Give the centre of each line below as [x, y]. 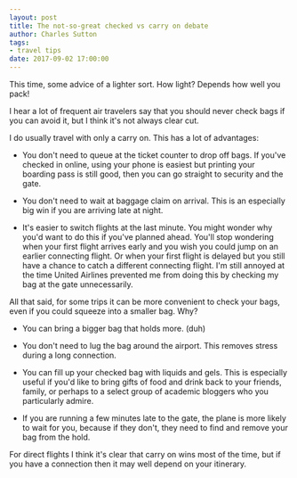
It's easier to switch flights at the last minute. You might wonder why [147, 227]
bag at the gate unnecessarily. [77, 284]
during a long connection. [69, 355]
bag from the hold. [56, 437]
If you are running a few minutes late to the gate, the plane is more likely [154, 418]
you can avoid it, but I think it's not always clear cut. [104, 120]
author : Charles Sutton [53, 34]
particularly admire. [58, 401]
